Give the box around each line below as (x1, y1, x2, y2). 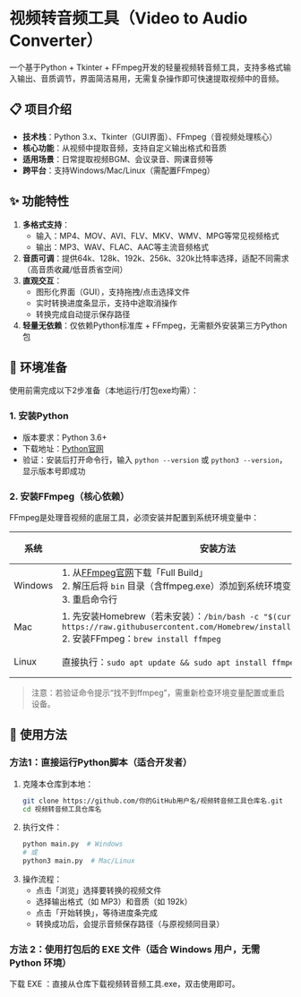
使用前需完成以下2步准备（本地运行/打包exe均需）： (9, 385, 199, 396)
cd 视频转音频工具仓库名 (21, 804, 102, 813)
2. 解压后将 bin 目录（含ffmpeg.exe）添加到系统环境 (61, 580, 283, 592)
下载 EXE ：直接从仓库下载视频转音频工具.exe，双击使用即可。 (9, 978, 240, 990)
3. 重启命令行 (61, 593, 118, 606)
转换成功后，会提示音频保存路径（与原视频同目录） (35, 919, 225, 930)
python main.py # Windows (21, 839, 124, 849)
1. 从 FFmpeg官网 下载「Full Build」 (61, 566, 209, 579)
